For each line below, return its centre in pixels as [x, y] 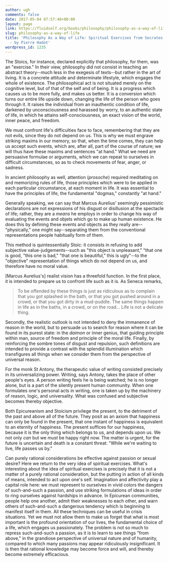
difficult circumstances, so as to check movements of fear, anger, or [76, 162]
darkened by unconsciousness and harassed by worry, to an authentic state [84, 110]
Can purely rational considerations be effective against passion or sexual [81, 458]
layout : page [19, 24]
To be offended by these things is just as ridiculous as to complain [86, 291]
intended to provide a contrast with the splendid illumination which [74, 349]
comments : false [22, 15]
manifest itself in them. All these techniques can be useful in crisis [74, 511]
